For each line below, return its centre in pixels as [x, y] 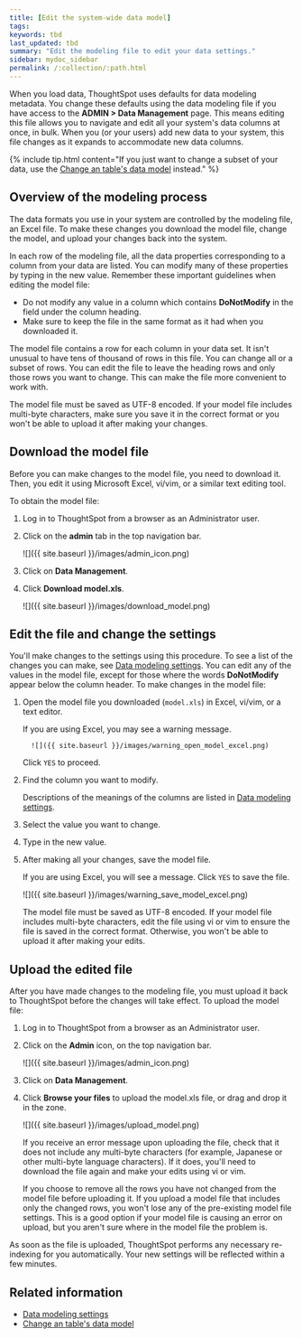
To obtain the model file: [55, 501]
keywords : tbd [36, 34]
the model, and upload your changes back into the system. [119, 238]
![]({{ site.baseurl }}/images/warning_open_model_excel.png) [150, 746]
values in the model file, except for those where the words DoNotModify [144, 675]
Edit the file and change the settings [113, 634]
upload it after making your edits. [84, 941]
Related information [66, 1292]
